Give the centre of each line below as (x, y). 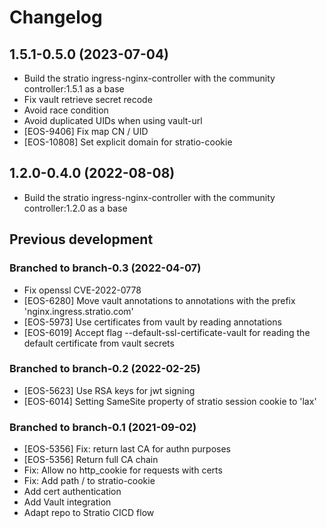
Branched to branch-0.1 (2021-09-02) (103, 427)
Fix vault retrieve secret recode (88, 99)
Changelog (56, 17)
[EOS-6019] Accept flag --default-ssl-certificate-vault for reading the (167, 332)
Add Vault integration (67, 502)
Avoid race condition (66, 110)
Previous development (81, 239)
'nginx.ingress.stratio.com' (78, 311)
